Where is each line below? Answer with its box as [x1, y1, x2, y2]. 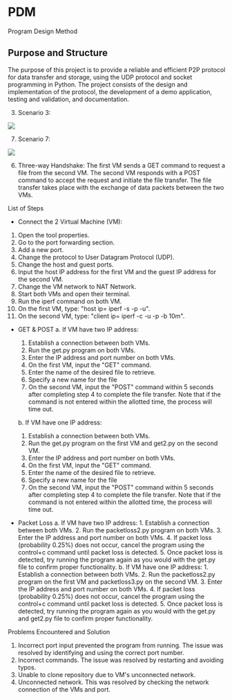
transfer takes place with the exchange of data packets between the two [17, 183, 224, 191]
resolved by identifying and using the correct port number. [17, 648, 185, 656]
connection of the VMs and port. [17, 685, 111, 693]
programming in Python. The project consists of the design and [8, 80, 188, 89]
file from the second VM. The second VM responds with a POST [17, 168, 201, 177]
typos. [17, 663, 37, 672]
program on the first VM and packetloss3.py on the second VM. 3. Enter [17, 577, 223, 586]
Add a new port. [17, 245, 64, 253]
